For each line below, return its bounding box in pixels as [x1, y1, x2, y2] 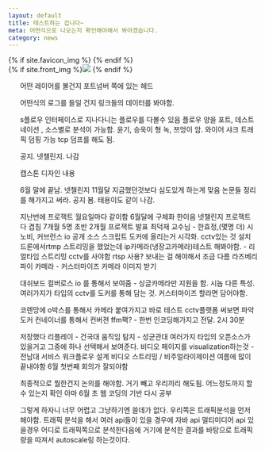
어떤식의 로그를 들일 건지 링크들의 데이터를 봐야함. [19, 98, 175, 108]
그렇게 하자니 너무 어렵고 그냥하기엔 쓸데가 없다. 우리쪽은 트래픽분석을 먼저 [19, 405, 252, 415]
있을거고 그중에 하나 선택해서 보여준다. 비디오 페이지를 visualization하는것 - [19, 342, 255, 351]
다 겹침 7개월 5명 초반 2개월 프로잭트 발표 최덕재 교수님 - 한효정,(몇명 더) [19, 222, 246, 232]
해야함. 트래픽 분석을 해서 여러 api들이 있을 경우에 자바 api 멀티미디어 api [19, 416, 246, 425]
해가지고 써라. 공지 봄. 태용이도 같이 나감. [28, 195, 156, 205]
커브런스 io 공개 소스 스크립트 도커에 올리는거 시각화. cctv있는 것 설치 [36, 232, 252, 242]
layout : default [8, 11, 62, 20]
